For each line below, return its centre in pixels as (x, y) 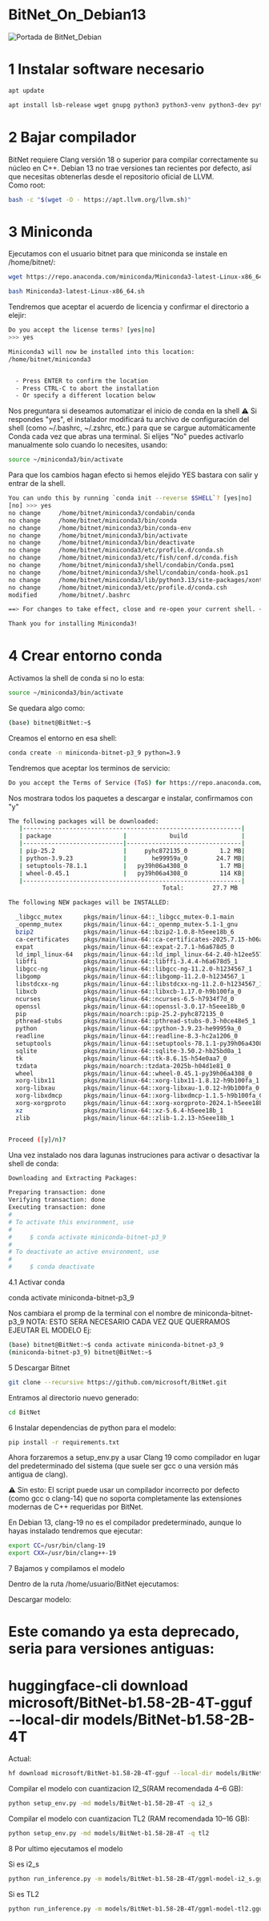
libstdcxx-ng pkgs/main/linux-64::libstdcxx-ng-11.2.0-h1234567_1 (139, 984)
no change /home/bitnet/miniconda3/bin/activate (98, 535)
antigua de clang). (38, 1474)
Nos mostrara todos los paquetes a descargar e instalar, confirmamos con (131, 798)
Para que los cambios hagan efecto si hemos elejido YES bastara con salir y (133, 475)
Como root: (27, 185)
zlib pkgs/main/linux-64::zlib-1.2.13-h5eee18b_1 (125, 1118)
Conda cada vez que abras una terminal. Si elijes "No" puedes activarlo (126, 436)
